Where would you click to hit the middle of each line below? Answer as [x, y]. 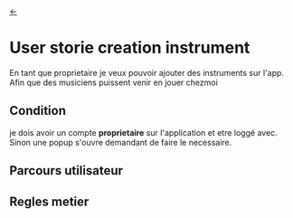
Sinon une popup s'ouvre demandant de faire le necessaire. [121, 142]
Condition [38, 111]
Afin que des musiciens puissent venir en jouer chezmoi [114, 82]
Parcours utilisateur [66, 171]
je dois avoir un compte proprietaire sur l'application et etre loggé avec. [143, 132]
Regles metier [49, 201]
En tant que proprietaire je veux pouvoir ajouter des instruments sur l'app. [147, 72]
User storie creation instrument [130, 48]
